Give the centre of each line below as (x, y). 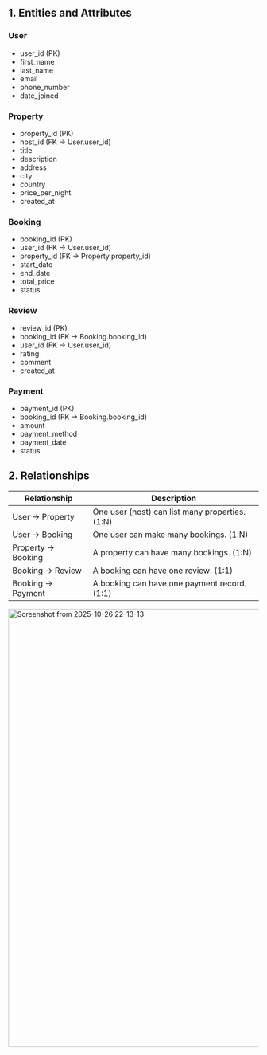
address (33, 167)
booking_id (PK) (46, 239)
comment (35, 362)
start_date (36, 265)
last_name (37, 70)
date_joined (39, 96)
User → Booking (43, 535)
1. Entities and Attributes (70, 13)
